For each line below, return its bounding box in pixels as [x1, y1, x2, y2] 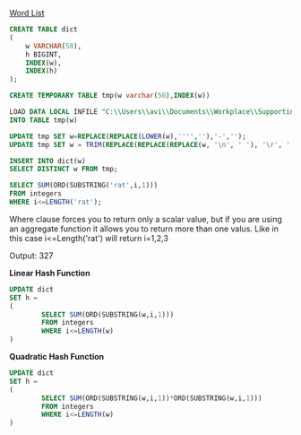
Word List [9, 8, 45, 18]
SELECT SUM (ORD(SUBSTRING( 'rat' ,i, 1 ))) [9, 181, 159, 190]
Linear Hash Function [9, 267, 91, 278]
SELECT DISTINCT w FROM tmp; [9, 165, 118, 174]
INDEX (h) [25, 66, 58, 75]
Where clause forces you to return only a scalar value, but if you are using [9, 213, 282, 224]
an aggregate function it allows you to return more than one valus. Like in [9, 223, 279, 234]
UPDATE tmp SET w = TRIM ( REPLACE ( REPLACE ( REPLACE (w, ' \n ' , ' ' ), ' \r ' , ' [9, 140, 291, 149]
